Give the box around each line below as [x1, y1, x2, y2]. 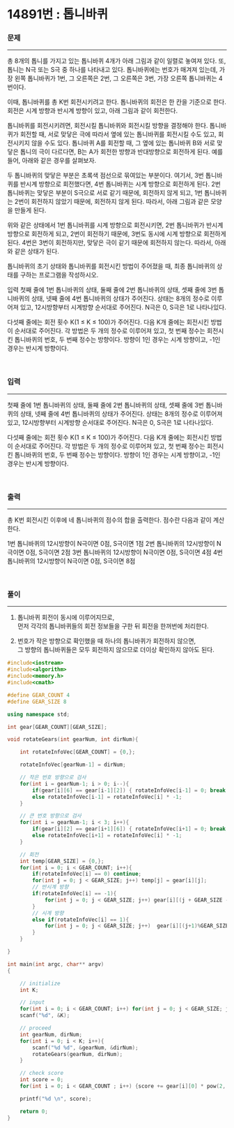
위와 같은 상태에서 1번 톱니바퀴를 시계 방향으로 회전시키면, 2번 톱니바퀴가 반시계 [7, 221, 224, 229]
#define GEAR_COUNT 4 [7, 691, 70, 699]
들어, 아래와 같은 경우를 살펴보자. [7, 157, 97, 165]
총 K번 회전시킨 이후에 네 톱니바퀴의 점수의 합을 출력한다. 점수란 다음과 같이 [7, 516, 212, 524]
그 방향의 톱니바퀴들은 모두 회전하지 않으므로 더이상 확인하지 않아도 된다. [17, 646, 214, 654]
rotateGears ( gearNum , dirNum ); [32, 1050, 123, 1057]
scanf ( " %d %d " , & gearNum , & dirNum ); [32, 1044, 139, 1051]
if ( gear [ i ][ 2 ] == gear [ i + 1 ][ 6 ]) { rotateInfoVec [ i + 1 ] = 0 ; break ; [32, 825, 229, 832]
